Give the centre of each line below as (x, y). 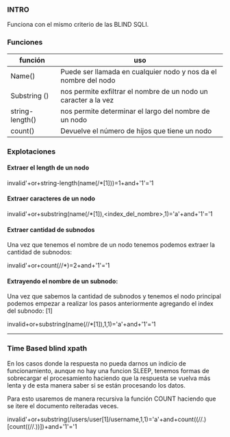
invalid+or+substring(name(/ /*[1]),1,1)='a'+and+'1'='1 (81, 324)
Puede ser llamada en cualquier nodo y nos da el (139, 71)
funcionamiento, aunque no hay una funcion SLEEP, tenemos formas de (108, 370)
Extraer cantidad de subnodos (51, 229)
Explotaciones (31, 151)
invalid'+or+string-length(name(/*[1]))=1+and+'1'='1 (80, 182)
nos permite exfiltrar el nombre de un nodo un (135, 91)
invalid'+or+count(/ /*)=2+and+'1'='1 (59, 265)
